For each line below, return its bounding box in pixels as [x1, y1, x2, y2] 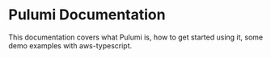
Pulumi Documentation [8, 6, 166, 24]
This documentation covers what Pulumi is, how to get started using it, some [8, 32, 264, 42]
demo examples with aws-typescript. [8, 40, 133, 50]
